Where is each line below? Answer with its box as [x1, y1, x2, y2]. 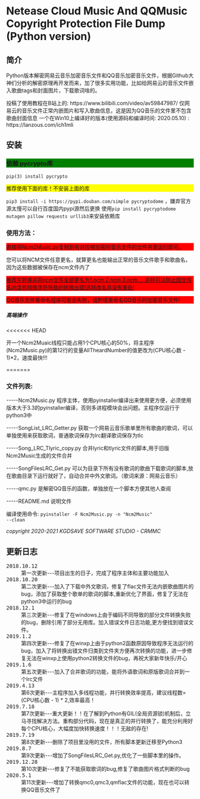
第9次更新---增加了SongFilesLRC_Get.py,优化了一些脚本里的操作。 [21, 752, 185, 759]
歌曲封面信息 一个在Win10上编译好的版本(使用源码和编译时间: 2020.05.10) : [6, 115, 189, 121]
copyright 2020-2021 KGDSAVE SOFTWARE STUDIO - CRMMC [6, 527, 161, 535]
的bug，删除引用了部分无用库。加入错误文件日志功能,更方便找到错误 [21, 619, 189, 626]
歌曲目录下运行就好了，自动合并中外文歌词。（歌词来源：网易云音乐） [11, 472, 181, 480]
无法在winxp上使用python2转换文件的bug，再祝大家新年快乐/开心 [26, 655, 187, 662]
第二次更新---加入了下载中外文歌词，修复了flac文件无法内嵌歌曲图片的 [21, 583, 194, 590]
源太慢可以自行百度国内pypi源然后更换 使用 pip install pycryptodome [6, 205, 176, 212]
